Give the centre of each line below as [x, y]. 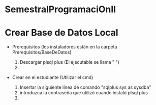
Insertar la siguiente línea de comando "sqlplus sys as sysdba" [85, 87]
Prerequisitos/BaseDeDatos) [42, 52]
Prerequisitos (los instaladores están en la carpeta [65, 47]
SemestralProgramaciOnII [60, 9]
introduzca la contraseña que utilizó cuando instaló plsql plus [84, 93]
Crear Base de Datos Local [61, 33]
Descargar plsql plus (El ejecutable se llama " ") [70, 62]
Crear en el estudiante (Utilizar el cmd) [53, 77]
